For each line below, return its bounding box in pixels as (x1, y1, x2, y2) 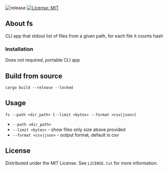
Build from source (5, 71, 63, 80)
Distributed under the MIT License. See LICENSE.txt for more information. (5, 160, 158, 166)
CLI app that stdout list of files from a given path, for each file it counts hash (5, 33, 163, 39)
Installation (5, 46, 34, 53)
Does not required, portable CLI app (5, 57, 80, 63)
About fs (5, 19, 33, 28)
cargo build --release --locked (5, 85, 73, 90)
